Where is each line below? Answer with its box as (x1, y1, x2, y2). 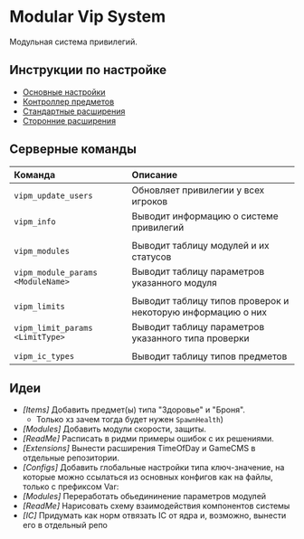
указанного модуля (131, 276, 217, 288)
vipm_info (14, 216, 56, 227)
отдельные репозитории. (22, 452, 119, 463)
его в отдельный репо (22, 520, 109, 531)
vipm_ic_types (14, 351, 75, 361)
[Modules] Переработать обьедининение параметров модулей (22, 491, 267, 502)
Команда (14, 168, 56, 181)
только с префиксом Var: (22, 481, 119, 492)
